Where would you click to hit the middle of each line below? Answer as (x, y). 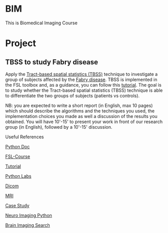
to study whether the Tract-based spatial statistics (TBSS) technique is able (84, 90)
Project (21, 43)
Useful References (25, 137)
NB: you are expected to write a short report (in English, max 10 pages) (79, 105)
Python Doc (17, 146)
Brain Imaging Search (28, 225)
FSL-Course (18, 156)
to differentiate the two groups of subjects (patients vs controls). (73, 95)
